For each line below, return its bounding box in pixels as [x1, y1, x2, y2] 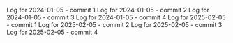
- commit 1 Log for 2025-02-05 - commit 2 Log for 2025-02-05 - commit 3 [6, 21, 223, 28]
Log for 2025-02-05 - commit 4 [6, 28, 98, 36]
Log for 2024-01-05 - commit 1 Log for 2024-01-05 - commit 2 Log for [6, 6, 210, 14]
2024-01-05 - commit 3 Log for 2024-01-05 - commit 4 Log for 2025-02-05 [6, 13, 226, 21]
